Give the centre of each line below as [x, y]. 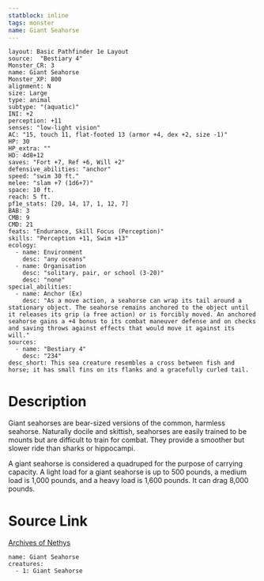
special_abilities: [40, 287]
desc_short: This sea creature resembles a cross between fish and [122, 363]
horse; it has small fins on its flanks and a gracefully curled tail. [128, 370]
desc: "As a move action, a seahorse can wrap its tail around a [132, 301]
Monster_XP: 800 [35, 80]
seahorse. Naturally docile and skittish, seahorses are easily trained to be [128, 432]
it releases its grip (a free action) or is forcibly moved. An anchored [132, 315]
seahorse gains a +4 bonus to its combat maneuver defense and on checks [132, 322]
